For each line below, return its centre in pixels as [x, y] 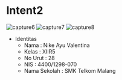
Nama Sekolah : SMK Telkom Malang [70, 70]
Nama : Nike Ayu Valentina [57, 45]
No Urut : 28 [40, 58]
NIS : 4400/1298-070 [50, 64]
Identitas [26, 38]
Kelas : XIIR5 [40, 51]
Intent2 [25, 11]
